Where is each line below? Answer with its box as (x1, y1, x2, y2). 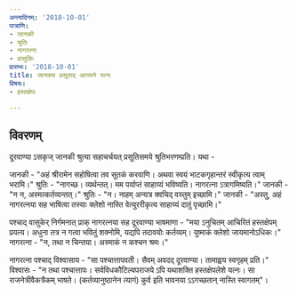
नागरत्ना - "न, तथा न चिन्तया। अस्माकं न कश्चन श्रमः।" (9, 237, 169, 248)
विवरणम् (9, 128, 43, 143)
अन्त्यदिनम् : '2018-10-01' (9, 12, 91, 22)
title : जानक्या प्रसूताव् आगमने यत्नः (9, 71, 111, 80)
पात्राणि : (9, 21, 29, 30)
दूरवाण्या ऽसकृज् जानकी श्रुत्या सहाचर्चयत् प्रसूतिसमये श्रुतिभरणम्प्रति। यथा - (9, 152, 215, 163)
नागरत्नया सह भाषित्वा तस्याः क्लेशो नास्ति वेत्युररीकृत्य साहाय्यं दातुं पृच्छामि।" (9, 199, 222, 210)
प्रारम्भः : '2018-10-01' (9, 63, 80, 72)
